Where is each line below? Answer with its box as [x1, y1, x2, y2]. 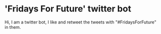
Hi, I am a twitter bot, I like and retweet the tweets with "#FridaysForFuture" [4, 19, 157, 25]
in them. [4, 24, 21, 30]
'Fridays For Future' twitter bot [4, 3, 132, 14]
